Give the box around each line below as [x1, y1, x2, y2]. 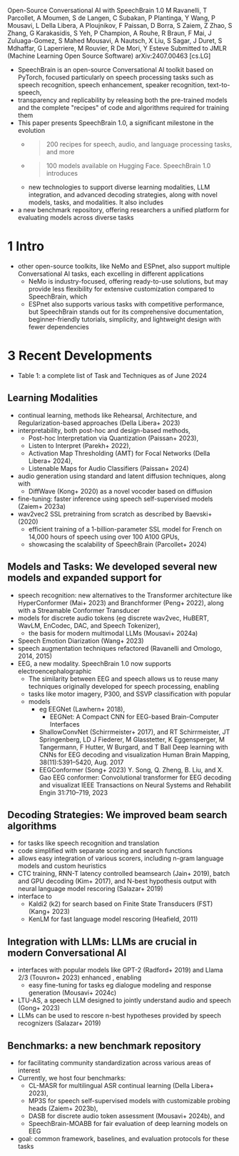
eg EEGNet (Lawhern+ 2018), [39, 704, 126, 713]
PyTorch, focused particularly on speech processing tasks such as [17, 73, 214, 81]
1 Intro [7, 239, 45, 254]
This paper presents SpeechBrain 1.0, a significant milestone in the [17, 119, 214, 127]
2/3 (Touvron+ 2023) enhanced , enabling [17, 973, 142, 982]
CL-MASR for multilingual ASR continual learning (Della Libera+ [28, 1081, 214, 1090]
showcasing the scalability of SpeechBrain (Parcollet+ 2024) [28, 539, 207, 549]
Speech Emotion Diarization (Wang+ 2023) [17, 636, 144, 645]
